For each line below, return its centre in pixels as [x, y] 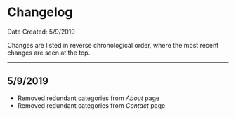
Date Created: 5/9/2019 [41, 32]
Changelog [40, 12]
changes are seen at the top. [49, 53]
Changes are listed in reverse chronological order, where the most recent [113, 45]
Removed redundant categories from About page [88, 98]
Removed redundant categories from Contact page [91, 105]
